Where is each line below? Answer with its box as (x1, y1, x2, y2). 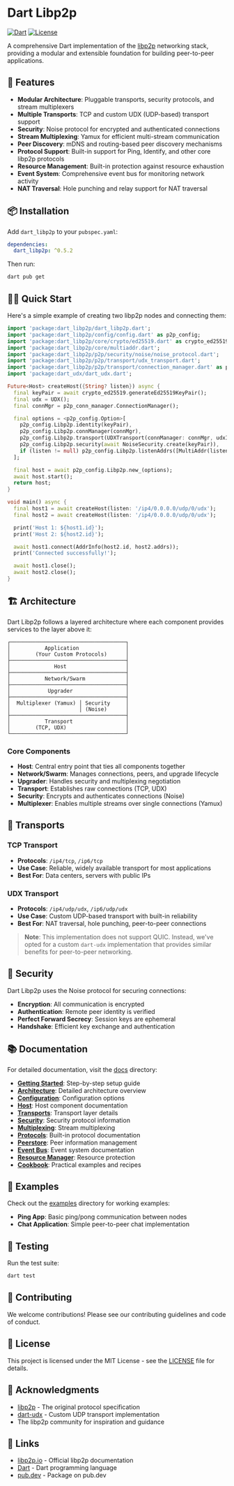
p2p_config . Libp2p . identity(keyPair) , (19, 421, 132, 429)
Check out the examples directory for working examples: (7, 1199, 171, 1207)
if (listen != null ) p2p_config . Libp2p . (19, 447, 139, 455)
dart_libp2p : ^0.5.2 (13, 247, 73, 254)
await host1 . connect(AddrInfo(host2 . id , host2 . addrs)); (13, 543, 179, 550)
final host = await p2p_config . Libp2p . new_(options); (13, 466, 173, 473)
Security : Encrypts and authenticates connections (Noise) (17, 791, 185, 800)
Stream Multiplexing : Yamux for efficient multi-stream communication (17, 132, 219, 140)
